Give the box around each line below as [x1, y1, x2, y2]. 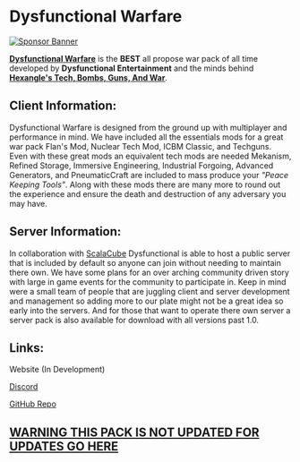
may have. [9, 198, 47, 209]
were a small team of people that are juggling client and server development [9, 286, 290, 296]
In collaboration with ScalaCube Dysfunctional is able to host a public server [9, 248, 291, 259]
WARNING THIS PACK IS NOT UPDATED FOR [9, 424, 260, 440]
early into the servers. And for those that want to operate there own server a [9, 304, 291, 315]
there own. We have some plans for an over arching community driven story [9, 267, 289, 278]
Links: [9, 340, 45, 355]
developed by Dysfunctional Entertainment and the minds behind [9, 63, 254, 73]
